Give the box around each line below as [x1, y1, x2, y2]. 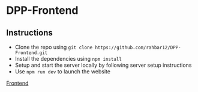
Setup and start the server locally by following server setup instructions [14, 61, 192, 69]
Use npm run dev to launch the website [14, 68, 111, 75]
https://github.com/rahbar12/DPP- [95, 44, 181, 51]
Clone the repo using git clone [14, 43, 93, 51]
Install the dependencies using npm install [14, 55, 122, 62]
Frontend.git [14, 50, 48, 56]
